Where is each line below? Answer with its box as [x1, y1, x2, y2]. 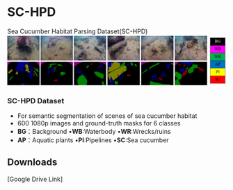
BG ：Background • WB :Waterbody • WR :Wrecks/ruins [17, 127, 172, 135]
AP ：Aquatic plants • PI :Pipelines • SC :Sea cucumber [17, 136, 169, 144]
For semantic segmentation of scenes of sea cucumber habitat [17, 112, 198, 120]
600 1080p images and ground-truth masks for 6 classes [17, 119, 181, 127]
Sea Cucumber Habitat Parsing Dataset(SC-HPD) [7, 27, 148, 35]
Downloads [7, 157, 58, 169]
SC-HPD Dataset [7, 96, 65, 105]
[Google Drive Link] [7, 175, 63, 183]
